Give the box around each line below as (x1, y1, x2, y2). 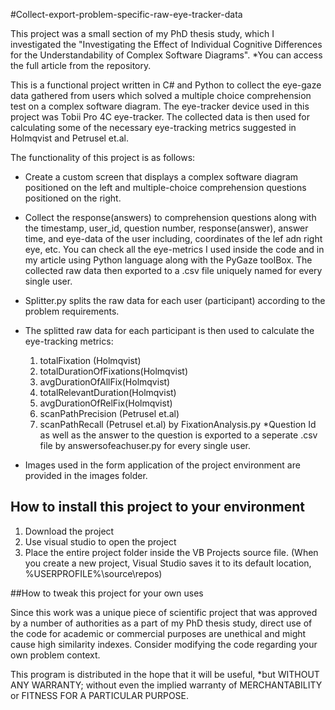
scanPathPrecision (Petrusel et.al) (39, 408, 180, 419)
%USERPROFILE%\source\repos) (24, 567, 163, 579)
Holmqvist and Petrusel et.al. (10, 132, 129, 144)
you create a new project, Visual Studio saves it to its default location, (24, 557, 312, 569)
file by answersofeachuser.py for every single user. (39, 440, 251, 451)
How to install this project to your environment (10, 499, 305, 516)
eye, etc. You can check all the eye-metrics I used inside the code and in (24, 244, 325, 255)
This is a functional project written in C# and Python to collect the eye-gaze (10, 79, 322, 91)
